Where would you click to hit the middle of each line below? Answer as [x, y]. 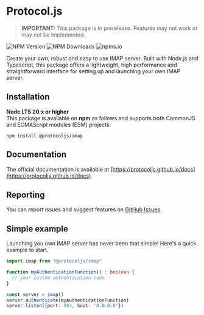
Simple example [37, 229]
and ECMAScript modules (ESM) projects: [59, 125]
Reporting [26, 194]
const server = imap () [35, 294]
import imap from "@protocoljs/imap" [54, 261]
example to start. [27, 250]
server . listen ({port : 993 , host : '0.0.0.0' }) [65, 306]
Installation [28, 97]
